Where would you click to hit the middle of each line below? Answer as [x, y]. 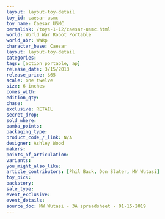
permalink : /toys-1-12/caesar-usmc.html [59, 29]
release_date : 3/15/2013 [38, 69]
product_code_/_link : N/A [39, 138]
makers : [16, 149]
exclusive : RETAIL [30, 109]
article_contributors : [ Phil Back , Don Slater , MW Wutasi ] [83, 172]
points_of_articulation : [38, 155]
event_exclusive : [28, 194]
